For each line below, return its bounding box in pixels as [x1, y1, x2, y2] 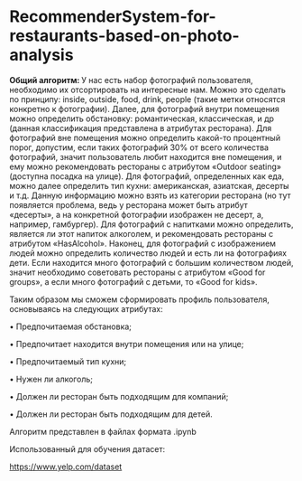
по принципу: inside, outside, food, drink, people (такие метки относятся [9, 93, 286, 105]
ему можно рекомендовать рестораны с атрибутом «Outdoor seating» [9, 161, 282, 172]
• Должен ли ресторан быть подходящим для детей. [9, 409, 214, 420]
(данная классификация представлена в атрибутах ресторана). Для [9, 122, 272, 133]
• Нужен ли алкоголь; [9, 373, 93, 384]
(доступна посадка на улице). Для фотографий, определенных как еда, [9, 170, 285, 182]
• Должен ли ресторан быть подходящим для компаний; [9, 391, 229, 401]
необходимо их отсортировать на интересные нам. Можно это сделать [9, 84, 287, 95]
